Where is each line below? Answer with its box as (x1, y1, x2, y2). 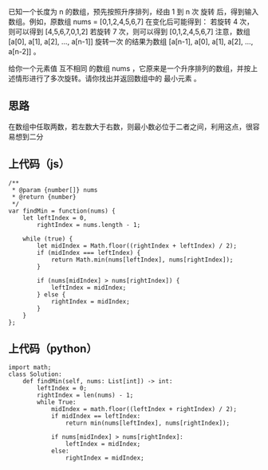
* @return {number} (11, 193, 77, 201)
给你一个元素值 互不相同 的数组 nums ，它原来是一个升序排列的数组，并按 (8, 64, 251, 73)
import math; (8, 363, 52, 372)
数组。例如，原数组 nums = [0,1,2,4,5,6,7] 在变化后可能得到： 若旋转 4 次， (8, 17, 254, 26)
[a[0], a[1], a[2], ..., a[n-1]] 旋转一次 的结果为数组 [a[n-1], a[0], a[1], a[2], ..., (8, 37, 254, 46)
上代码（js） (8, 158, 70, 171)
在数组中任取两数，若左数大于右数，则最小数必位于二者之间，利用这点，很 (8, 122, 253, 131)
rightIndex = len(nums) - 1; (37, 391, 134, 400)
